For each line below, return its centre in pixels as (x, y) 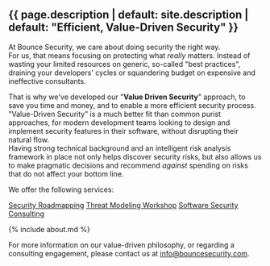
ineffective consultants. (47, 81)
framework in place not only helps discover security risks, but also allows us (135, 156)
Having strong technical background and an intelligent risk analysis (120, 148)
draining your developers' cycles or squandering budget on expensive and (132, 73)
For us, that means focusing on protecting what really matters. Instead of (129, 55)
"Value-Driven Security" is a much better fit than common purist (115, 114)
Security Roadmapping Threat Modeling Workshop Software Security (123, 205)
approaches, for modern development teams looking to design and (119, 123)
